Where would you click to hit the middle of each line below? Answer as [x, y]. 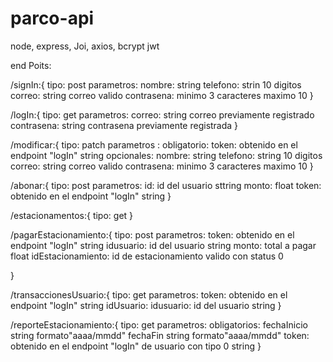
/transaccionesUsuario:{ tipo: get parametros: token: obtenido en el [149, 294]
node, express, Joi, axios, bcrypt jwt [85, 46]
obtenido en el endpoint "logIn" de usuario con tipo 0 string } [136, 346]
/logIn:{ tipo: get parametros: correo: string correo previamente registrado [162, 114]
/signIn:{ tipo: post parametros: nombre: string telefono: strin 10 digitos [156, 84]
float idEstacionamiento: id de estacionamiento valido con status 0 [147, 256]
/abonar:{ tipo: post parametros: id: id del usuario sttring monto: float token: [166, 185]
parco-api [52, 18]
